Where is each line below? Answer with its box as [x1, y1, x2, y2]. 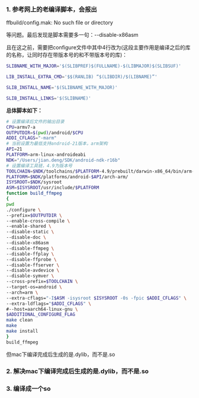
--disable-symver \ [6, 273, 54, 279]
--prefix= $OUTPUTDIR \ [6, 212, 62, 218]
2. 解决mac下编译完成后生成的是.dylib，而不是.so [6, 367, 149, 375]
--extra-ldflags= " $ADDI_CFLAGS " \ [6, 301, 92, 307]
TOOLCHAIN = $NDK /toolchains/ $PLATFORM [6, 168, 99, 174]
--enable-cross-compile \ [6, 218, 70, 224]
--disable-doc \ [6, 234, 46, 241]
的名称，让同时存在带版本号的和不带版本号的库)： [6, 52, 128, 59]
